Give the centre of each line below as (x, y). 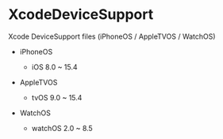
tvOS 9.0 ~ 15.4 (57, 97)
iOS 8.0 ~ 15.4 (54, 67)
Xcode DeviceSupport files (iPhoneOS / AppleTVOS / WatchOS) (112, 36)
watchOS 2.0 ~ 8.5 (62, 128)
